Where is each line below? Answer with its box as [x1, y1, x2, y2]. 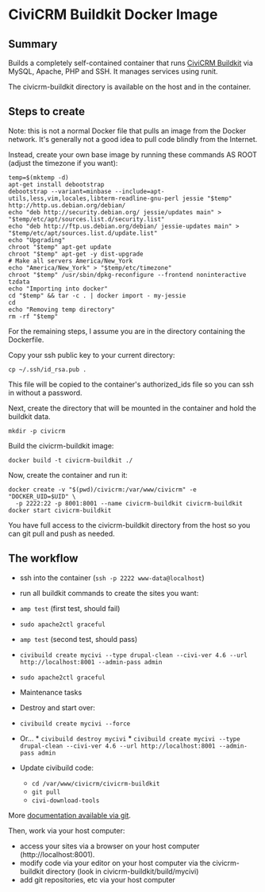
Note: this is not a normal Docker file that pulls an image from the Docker [8, 125, 247, 136]
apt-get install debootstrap [8, 180, 105, 188]
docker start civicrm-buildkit [8, 506, 112, 514]
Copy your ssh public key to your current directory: [8, 350, 175, 359]
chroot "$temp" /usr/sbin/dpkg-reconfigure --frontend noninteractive [8, 271, 247, 279]
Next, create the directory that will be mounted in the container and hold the [8, 403, 256, 413]
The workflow [8, 552, 79, 565]
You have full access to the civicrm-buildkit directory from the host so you [8, 520, 251, 529]
